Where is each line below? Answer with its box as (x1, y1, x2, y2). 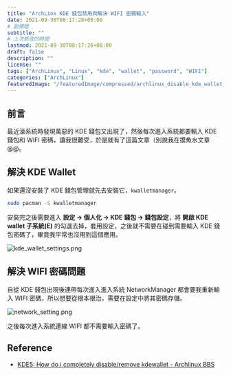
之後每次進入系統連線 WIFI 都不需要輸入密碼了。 (7, 321, 144, 330)
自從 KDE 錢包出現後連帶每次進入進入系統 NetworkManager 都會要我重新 (7, 285, 214, 293)
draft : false (7, 49, 45, 56)
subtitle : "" (7, 29, 45, 36)
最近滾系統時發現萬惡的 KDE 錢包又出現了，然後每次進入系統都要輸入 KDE (7, 127, 217, 136)
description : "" (7, 55, 54, 62)
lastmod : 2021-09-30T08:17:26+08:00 (7, 42, 112, 49)
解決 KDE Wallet (7, 167, 76, 178)
